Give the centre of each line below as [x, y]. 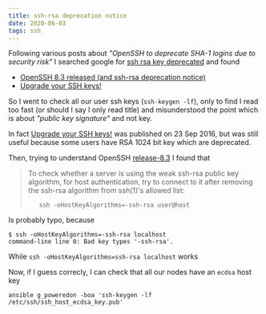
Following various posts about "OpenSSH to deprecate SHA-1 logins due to [132, 54]
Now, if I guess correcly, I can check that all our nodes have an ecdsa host [130, 272]
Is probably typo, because [51, 220]
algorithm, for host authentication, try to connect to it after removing [140, 182]
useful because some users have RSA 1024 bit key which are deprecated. [130, 143]
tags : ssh [25, 30]
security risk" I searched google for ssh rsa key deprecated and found [124, 62]
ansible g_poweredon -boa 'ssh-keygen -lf [80, 296]
